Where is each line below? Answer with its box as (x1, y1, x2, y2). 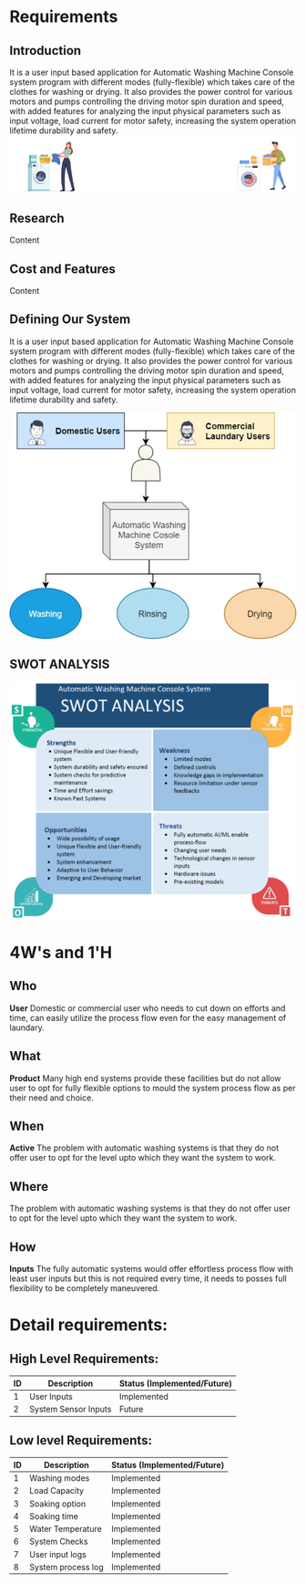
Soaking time (29, 1510, 79, 1521)
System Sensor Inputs (29, 1403, 112, 1415)
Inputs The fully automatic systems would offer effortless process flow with (9, 1264, 294, 1275)
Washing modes (29, 1473, 90, 1484)
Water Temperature (29, 1524, 102, 1535)
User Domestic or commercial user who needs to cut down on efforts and (9, 1002, 286, 1014)
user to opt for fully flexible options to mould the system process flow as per (9, 1082, 296, 1093)
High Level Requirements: (9, 1350, 159, 1366)
